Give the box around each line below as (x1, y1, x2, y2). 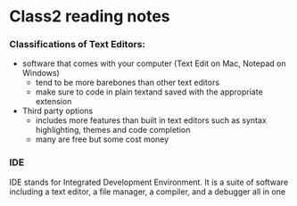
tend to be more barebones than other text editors (35, 78, 220, 88)
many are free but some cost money (35, 134, 169, 144)
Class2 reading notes (9, 6, 171, 27)
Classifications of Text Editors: (9, 38, 145, 51)
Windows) (21, 68, 60, 78)
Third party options (21, 105, 94, 117)
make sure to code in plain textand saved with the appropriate (35, 87, 263, 97)
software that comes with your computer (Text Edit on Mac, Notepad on (21, 58, 286, 69)
